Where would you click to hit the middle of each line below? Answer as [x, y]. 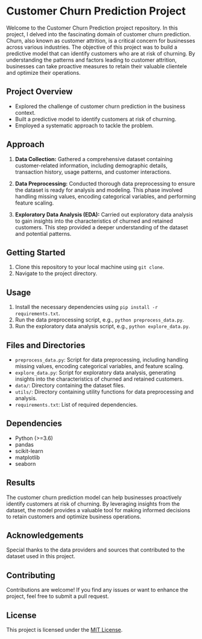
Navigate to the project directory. [56, 273]
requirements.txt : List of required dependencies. [76, 405]
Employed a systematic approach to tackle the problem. [84, 126]
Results [21, 483]
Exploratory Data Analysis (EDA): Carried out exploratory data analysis [104, 214]
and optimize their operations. [43, 72]
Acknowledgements [45, 536]
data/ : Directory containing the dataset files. [70, 385]
